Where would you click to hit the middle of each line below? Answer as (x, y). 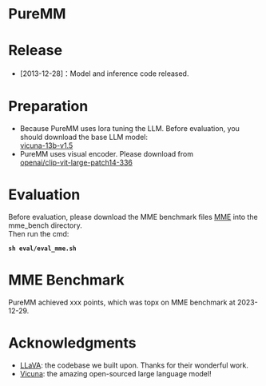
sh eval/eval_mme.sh (43, 249)
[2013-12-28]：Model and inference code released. (104, 74)
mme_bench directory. (45, 225)
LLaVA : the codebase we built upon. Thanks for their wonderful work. (134, 365)
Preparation (48, 107)
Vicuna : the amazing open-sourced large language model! (115, 373)
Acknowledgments (73, 343)
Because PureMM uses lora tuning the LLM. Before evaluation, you (129, 129)
